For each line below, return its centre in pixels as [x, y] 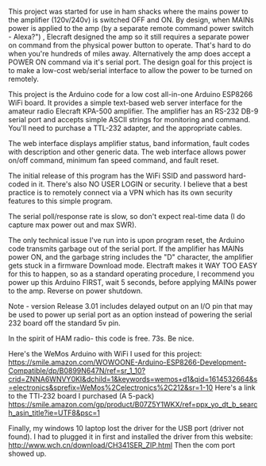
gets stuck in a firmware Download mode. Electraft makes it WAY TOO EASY [133, 266]
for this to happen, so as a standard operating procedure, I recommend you [131, 274]
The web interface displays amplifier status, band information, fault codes [129, 143]
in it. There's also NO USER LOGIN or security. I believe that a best [139, 184]
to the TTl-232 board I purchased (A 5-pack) [81, 396]
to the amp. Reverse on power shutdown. [75, 291]
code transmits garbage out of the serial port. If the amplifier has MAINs [126, 248]
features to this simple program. [60, 201]
